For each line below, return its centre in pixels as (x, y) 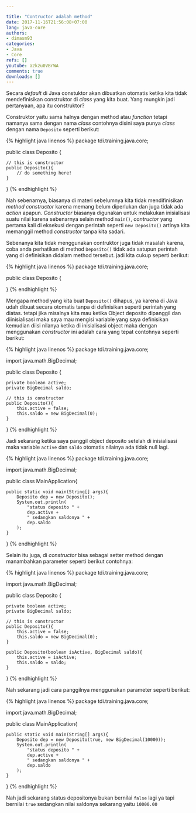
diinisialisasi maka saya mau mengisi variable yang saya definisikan (87, 319)
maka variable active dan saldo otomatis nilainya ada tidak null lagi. (87, 447)
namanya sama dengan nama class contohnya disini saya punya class (91, 123)
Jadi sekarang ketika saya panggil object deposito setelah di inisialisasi (92, 441)
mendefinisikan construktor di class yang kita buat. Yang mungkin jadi (91, 100)
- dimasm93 (19, 39)
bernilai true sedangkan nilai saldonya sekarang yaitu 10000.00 (82, 804)
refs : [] (17, 60)
